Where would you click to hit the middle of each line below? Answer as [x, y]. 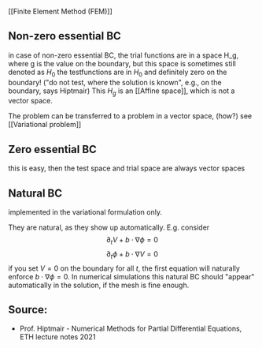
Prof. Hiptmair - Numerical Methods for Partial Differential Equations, [131, 329]
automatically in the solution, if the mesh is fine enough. [99, 285]
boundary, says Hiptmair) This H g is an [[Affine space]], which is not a [122, 92]
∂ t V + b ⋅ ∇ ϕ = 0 [132, 241]
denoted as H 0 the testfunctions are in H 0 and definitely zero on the [118, 73]
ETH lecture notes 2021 [57, 337]
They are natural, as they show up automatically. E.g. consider [109, 227]
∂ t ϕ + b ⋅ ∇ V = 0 [132, 254]
